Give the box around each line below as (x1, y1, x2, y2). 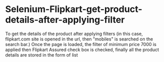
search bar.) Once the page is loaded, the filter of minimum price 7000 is (5, 41, 156, 47)
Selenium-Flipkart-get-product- (5, 3, 143, 15)
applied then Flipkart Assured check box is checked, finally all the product (5, 46, 159, 52)
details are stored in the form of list (5, 51, 78, 58)
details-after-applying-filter (5, 14, 125, 25)
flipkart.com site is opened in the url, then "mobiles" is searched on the (5, 36, 153, 42)
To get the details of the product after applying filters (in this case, (5, 30, 143, 36)
